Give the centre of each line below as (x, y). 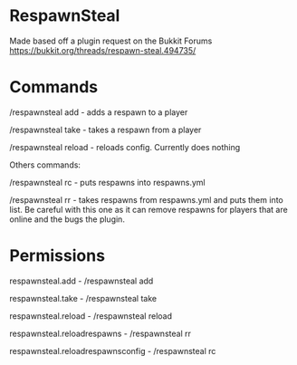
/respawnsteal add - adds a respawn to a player (99, 112)
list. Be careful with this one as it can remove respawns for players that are (148, 209)
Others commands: (45, 165)
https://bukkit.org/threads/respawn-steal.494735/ (103, 50)
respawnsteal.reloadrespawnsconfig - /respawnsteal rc (113, 351)
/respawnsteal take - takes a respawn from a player (105, 130)
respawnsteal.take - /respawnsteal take (83, 298)
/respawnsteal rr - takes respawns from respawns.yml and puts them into (146, 199)
